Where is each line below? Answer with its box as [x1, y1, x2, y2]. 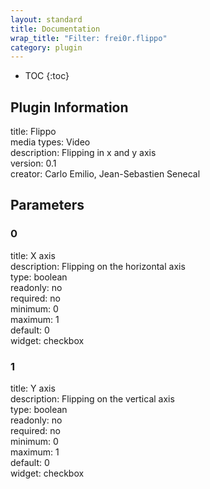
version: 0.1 [10, 157, 57, 170]
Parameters [10, 197, 85, 214]
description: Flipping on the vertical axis [10, 393, 175, 405]
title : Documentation [10, 24, 101, 34]
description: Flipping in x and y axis [10, 147, 157, 159]
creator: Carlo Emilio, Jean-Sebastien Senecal [10, 168, 201, 180]
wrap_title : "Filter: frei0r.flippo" [10, 33, 168, 43]
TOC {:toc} [24, 70, 70, 82]
